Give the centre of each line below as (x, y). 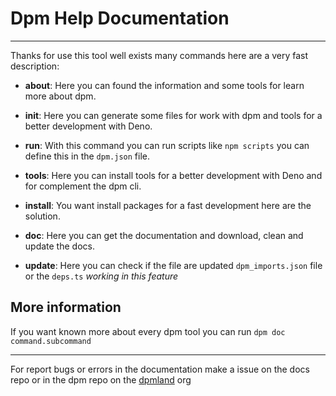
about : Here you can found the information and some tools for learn (164, 85)
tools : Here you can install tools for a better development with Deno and (173, 175)
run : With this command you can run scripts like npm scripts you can (167, 145)
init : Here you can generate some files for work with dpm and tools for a (173, 115)
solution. (42, 216)
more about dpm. (60, 96)
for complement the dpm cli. (83, 186)
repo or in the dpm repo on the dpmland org (101, 379)
